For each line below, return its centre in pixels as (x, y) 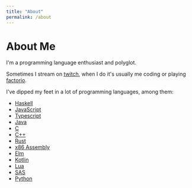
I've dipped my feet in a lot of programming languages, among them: (90, 92)
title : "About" (25, 12)
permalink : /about (29, 17)
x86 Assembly (32, 147)
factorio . (16, 80)
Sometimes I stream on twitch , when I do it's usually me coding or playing (96, 74)
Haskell (24, 103)
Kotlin (22, 160)
